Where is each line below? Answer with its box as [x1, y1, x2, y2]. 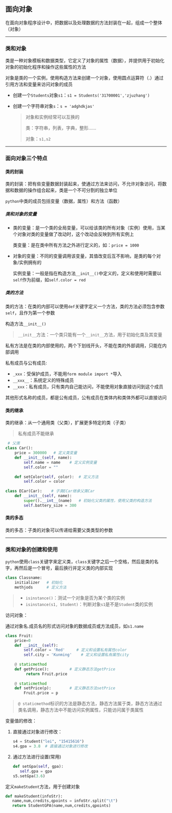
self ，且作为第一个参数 [5, 310, 55, 316]
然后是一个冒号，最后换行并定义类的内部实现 [18, 565, 113, 571]
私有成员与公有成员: [5, 360, 48, 366]
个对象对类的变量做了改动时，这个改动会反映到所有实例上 [12, 231, 134, 237]
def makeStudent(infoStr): [5, 793, 63, 799]
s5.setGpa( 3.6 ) [12, 773, 46, 779]
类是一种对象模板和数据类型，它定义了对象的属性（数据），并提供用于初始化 [5, 58, 165, 64]
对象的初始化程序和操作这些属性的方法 [5, 64, 86, 70]
